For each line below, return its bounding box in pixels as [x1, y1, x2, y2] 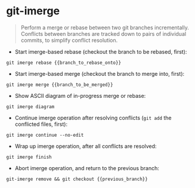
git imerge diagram [6, 103, 55, 110]
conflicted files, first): [14, 121, 67, 128]
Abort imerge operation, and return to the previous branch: [14, 164, 160, 171]
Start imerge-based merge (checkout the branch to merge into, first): [14, 70, 185, 77]
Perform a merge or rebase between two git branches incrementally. [20, 24, 189, 31]
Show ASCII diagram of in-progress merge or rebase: [14, 92, 146, 99]
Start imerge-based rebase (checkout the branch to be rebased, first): [14, 48, 187, 55]
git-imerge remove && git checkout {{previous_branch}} [6, 176, 148, 182]
